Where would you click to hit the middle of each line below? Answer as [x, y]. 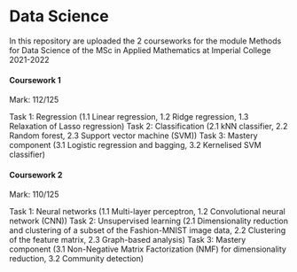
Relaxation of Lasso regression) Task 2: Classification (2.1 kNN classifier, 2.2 [148, 127]
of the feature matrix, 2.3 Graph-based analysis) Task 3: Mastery [128, 240]
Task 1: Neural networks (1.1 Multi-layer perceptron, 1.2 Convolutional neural [147, 212]
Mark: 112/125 [34, 100]
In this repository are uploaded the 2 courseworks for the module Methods [145, 41]
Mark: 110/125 [34, 194]
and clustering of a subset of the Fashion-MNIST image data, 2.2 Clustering [148, 230]
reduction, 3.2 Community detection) [77, 259]
